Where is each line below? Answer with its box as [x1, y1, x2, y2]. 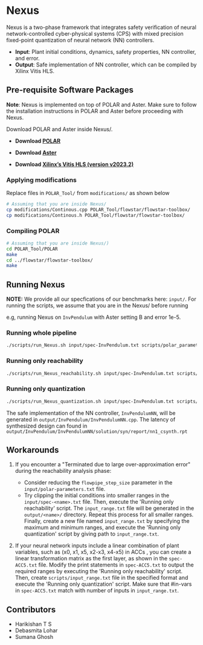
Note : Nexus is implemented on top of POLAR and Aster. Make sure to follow [6, 101, 197, 108]
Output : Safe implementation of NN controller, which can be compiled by [14, 61, 197, 68]
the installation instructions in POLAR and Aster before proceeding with [6, 107, 183, 115]
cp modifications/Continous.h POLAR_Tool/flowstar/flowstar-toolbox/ [6, 212, 185, 218]
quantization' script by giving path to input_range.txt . [24, 530, 159, 537]
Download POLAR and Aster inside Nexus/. [6, 125, 113, 133]
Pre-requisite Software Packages [6, 85, 134, 95]
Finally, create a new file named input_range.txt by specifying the [24, 518, 190, 525]
